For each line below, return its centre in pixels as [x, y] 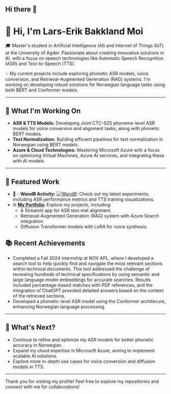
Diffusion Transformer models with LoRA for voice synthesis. [84, 226]
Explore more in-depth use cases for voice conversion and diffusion [84, 361]
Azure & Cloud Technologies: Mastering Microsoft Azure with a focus [86, 150]
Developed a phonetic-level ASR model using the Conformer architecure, [89, 301]
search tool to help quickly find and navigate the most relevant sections [88, 263]
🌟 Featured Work [32, 182]
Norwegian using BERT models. [46, 145]
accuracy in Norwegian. [38, 345]
